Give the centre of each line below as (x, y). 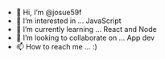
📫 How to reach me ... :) (57, 47)
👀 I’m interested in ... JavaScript (69, 21)
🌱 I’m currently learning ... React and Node (86, 29)
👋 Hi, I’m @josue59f (49, 12)
